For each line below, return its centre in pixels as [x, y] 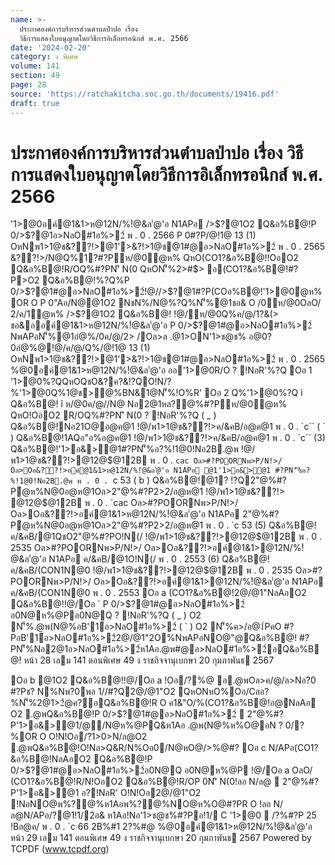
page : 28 [28, 85]
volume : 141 [35, 66]
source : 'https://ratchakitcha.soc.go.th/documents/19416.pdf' [145, 94]
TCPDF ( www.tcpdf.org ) [60, 849]
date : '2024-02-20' [51, 47]
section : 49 [35, 76]
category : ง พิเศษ [44, 57]
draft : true [35, 103]
